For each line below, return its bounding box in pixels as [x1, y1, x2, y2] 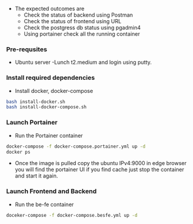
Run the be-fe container [14, 201, 74, 208]
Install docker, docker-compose [14, 87, 94, 94]
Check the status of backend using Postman [23, 11, 133, 18]
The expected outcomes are [14, 5, 85, 12]
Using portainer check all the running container [23, 30, 140, 38]
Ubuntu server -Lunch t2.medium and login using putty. [14, 59, 152, 66]
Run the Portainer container [14, 132, 83, 139]
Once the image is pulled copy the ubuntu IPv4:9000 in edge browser [14, 160, 187, 167]
